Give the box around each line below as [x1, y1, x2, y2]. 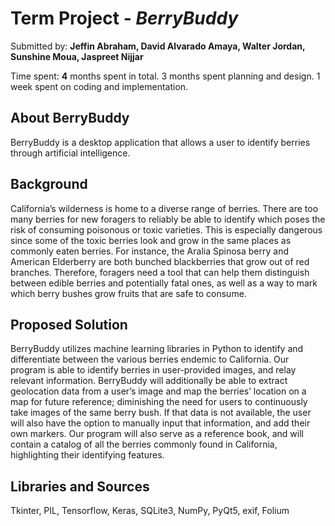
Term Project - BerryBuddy [10, 7, 239, 30]
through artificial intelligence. [10, 147, 131, 159]
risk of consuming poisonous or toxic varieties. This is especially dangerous [10, 223, 323, 236]
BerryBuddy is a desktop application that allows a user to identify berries [10, 136, 311, 148]
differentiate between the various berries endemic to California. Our [10, 353, 290, 366]
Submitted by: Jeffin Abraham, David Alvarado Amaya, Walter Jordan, [10, 40, 306, 52]
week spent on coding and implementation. [10, 80, 189, 92]
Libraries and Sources [10, 478, 150, 495]
